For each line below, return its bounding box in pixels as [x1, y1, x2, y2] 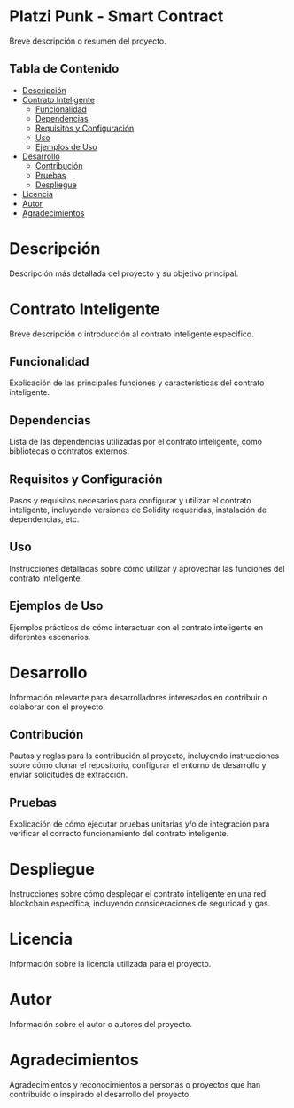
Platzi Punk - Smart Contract [9, 6, 224, 27]
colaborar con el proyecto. [9, 701, 106, 712]
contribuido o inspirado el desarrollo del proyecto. [9, 1089, 192, 1099]
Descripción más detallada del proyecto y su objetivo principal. [9, 268, 239, 279]
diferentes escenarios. [9, 631, 91, 642]
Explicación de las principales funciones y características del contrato [9, 377, 265, 388]
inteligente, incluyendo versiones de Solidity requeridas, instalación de [9, 504, 267, 516]
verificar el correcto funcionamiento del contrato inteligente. [9, 828, 229, 839]
